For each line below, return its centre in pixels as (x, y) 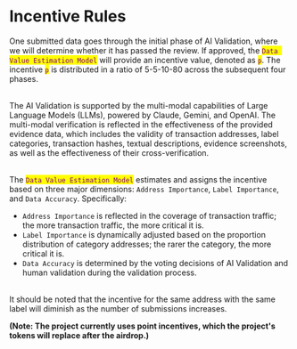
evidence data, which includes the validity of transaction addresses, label (144, 134)
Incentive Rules (68, 16)
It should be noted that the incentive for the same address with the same (143, 299)
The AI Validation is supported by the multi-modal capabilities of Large (139, 105)
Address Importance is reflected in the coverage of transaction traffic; (149, 215)
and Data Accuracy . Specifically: (68, 199)
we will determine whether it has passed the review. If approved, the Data (144, 50)
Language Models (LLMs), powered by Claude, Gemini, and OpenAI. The (143, 115)
